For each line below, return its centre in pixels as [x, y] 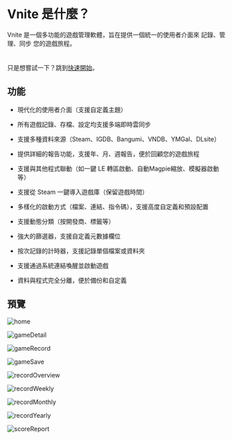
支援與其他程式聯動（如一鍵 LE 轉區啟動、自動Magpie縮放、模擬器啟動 [118, 168]
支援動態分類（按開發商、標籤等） [66, 221]
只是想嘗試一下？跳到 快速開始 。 [53, 67]
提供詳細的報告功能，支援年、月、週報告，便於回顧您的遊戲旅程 [108, 154]
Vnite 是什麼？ [48, 14]
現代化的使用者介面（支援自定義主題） [72, 109]
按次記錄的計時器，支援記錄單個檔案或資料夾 [81, 251]
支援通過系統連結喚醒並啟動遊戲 [63, 265]
